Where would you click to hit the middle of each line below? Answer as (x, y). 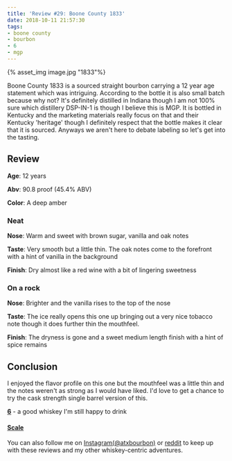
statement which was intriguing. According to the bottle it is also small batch (116, 93)
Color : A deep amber (37, 203)
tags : (15, 26)
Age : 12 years (27, 176)
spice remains (27, 345)
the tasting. (23, 137)
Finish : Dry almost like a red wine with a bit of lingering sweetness (102, 270)
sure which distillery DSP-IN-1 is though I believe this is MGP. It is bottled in (114, 108)
